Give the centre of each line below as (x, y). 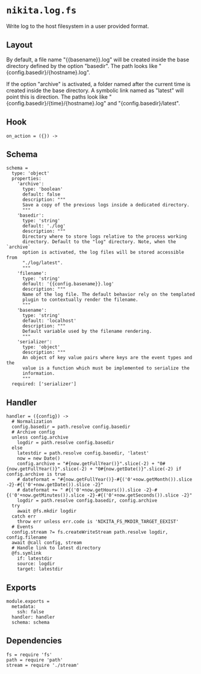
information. (39, 374)
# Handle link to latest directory (56, 548)
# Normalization (32, 422)
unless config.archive (40, 437)
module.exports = (28, 601)
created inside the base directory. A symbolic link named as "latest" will (95, 90)
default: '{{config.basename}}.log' (68, 284)
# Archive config (33, 432)
